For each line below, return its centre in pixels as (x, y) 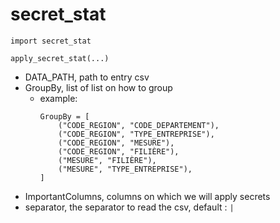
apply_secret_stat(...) (60, 58)
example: (58, 98)
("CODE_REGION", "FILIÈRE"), (119, 151)
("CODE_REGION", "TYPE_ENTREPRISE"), (136, 134)
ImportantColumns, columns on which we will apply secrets (147, 196)
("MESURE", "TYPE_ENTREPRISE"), (125, 169)
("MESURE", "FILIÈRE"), (107, 160)
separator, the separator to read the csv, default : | (129, 207)
